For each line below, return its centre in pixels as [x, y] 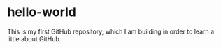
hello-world [42, 12]
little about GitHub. [34, 38]
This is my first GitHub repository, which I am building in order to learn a [111, 31]
